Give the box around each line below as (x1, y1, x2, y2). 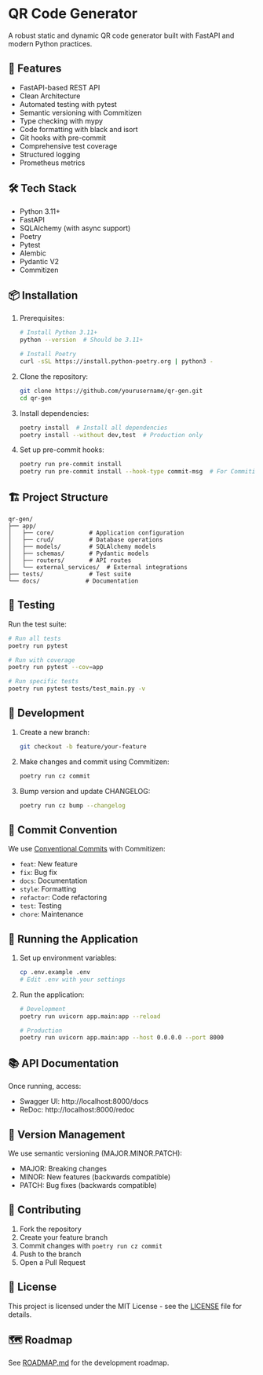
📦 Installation (8, 289, 79, 302)
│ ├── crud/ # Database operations (8, 535, 163, 543)
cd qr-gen (19, 394, 53, 402)
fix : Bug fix (19, 868, 57, 877)
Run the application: (19, 990, 85, 999)
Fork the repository (19, 1224, 82, 1233)
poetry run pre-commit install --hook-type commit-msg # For (19, 468, 228, 476)
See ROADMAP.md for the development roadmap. (8, 1358, 170, 1368)
